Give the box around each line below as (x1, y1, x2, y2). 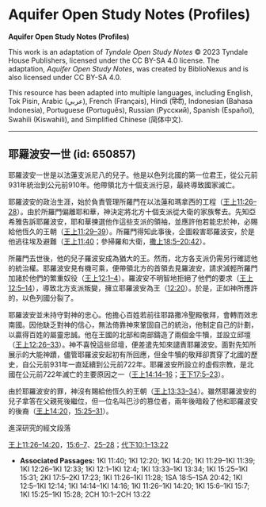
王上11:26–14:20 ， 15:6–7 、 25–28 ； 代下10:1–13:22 (8, 440, 169, 449)
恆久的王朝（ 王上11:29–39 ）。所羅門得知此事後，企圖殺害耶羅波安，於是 (21, 226, 255, 236)
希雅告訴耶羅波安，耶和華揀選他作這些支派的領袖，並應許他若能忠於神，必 (8, 217, 251, 226)
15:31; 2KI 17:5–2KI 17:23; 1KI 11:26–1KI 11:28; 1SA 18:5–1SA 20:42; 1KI (19, 472, 243, 482)
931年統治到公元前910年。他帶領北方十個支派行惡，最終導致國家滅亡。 (8, 180, 240, 190)
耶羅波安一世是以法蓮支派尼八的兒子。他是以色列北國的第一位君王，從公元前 (8, 170, 258, 179)
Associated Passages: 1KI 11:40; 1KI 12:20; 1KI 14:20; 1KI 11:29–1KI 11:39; (19, 455, 256, 465)
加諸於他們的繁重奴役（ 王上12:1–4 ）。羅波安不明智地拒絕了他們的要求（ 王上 (8, 273, 254, 282)
